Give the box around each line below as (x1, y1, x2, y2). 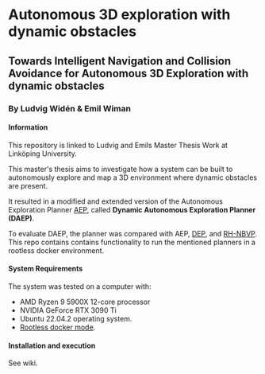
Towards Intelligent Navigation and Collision (8, 54, 232, 68)
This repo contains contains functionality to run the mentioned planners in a (8, 237, 256, 247)
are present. (8, 181, 48, 190)
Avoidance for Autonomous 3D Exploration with (8, 66, 249, 80)
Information (8, 123, 48, 132)
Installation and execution (8, 341, 96, 350)
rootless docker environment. (8, 245, 105, 255)
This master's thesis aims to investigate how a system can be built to (8, 164, 233, 173)
